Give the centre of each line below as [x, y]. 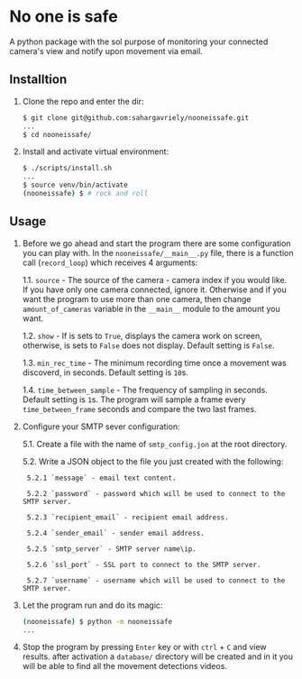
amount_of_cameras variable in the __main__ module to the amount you [151, 308]
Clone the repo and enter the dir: [83, 101]
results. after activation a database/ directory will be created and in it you [157, 656]
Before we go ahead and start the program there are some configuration [156, 243]
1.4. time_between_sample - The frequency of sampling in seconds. [145, 390]
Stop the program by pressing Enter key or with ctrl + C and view [145, 647]
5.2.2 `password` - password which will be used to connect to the [156, 493]
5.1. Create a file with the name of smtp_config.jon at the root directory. [155, 444]
